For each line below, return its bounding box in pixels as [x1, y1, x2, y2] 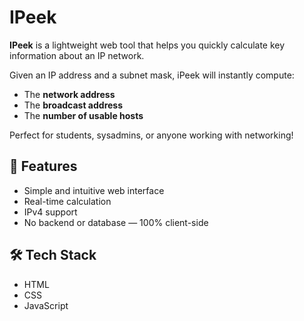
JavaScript [23, 299, 69, 311]
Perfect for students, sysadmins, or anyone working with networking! [9, 129, 294, 141]
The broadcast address [23, 99, 124, 111]
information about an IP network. [9, 49, 145, 61]
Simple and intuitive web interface [23, 184, 165, 196]
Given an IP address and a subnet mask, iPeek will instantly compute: [9, 69, 295, 81]
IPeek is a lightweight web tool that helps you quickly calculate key [9, 39, 286, 51]
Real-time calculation [23, 195, 112, 207]
